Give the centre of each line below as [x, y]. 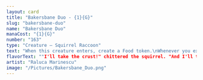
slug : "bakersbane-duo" [36, 23]
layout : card [23, 12]
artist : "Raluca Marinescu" [42, 62]
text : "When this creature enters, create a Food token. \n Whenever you [98, 51]
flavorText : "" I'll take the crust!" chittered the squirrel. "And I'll [100, 57]
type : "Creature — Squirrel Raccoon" [54, 46]
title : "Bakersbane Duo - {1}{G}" [50, 17]
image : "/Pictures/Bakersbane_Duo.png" [56, 68]
